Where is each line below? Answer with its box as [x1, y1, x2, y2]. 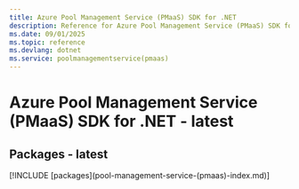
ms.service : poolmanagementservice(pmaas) [9, 54, 169, 63]
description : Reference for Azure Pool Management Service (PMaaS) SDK [9, 21, 280, 30]
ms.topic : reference [9, 37, 86, 47]
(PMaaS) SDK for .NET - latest [9, 112, 234, 131]
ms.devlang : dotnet [9, 46, 82, 55]
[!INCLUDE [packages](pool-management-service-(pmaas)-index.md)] [9, 170, 270, 180]
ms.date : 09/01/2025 [9, 29, 86, 38]
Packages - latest [9, 146, 109, 161]
